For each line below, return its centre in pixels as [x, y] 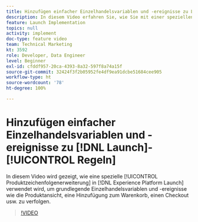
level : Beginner [26, 61]
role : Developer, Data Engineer [46, 55]
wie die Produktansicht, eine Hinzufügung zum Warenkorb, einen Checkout [98, 195]
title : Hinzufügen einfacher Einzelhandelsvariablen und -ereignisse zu [97, 11]
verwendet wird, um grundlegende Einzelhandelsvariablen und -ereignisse [97, 188]
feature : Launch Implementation [46, 22]
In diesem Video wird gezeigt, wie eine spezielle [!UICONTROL [82, 176]
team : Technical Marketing [39, 45]
